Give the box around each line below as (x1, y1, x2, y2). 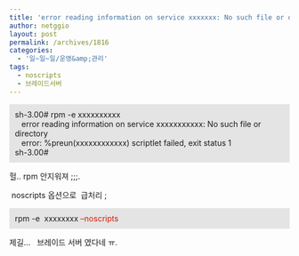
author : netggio (9, 21, 69, 30)
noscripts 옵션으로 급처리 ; (11, 189, 108, 200)
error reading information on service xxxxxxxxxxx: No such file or (20, 118, 262, 129)
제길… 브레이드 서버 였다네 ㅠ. (9, 236, 118, 247)
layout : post (9, 29, 58, 38)
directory (14, 128, 49, 139)
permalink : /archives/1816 (9, 37, 109, 47)
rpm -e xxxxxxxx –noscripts (14, 212, 119, 223)
